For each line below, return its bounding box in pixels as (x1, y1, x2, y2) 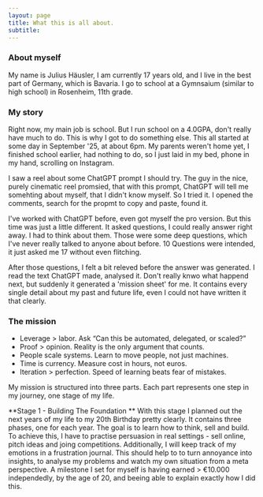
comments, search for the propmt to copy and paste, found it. (8, 198, 209, 207)
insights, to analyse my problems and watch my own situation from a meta (8, 457, 250, 466)
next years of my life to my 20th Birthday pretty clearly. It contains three (8, 415, 242, 424)
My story (8, 106, 43, 118)
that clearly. (8, 296, 47, 305)
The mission (8, 316, 57, 327)
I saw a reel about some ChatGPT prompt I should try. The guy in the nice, (8, 173, 248, 182)
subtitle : (8, 26, 41, 34)
